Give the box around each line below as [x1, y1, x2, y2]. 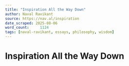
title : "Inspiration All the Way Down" [5, 7, 86, 12]
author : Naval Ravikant [5, 12, 54, 16]
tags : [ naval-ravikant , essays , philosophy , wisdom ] [5, 30, 114, 34]
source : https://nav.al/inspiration [5, 16, 79, 21]
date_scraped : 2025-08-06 [5, 20, 57, 26]
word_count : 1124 [5, 25, 49, 30]
